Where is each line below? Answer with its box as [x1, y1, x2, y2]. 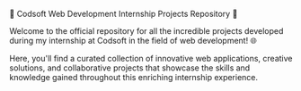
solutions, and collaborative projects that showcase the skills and [9, 62, 251, 73]
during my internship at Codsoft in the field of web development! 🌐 [9, 36, 258, 45]
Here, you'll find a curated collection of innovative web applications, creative [9, 54, 293, 63]
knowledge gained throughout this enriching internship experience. [9, 72, 259, 82]
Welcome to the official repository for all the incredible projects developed [9, 26, 284, 36]
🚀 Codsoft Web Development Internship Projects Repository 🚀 [9, 9, 238, 19]
